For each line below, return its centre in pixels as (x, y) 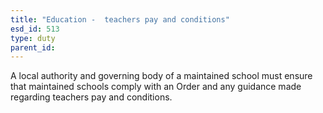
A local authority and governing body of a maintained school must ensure (161, 76)
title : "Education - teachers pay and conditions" (120, 19)
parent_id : (33, 47)
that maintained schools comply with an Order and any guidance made (156, 87)
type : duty (33, 38)
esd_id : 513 (35, 29)
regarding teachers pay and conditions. (91, 97)
